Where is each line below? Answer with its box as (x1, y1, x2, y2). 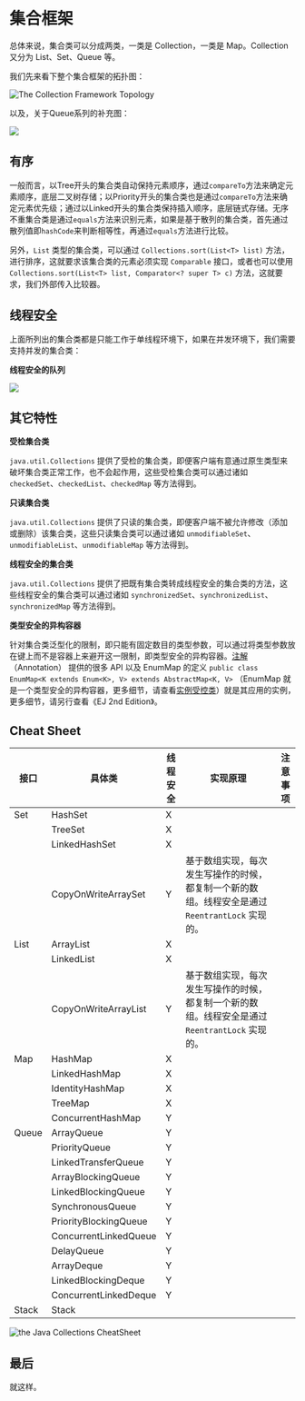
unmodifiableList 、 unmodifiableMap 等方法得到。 (9, 540, 193, 551)
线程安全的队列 (9, 364, 65, 375)
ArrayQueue (51, 1127, 103, 1139)
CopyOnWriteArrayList (51, 1003, 147, 1016)
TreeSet (51, 823, 85, 836)
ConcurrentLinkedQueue (51, 1230, 157, 1243)
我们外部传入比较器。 (25, 278, 105, 289)
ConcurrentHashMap (51, 1112, 142, 1125)
